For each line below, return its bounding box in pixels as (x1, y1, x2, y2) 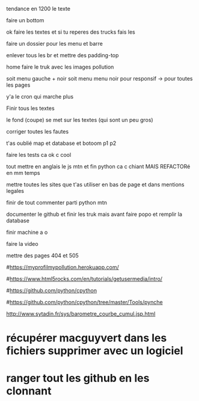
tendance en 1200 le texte (6, 5, 71, 12)
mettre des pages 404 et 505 (6, 252, 79, 259)
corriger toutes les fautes (6, 128, 69, 135)
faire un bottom (6, 17, 44, 23)
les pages (6, 81, 31, 88)
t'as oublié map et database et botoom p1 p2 (6, 139, 117, 147)
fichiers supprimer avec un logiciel (6, 344, 183, 358)
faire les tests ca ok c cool (6, 152, 72, 158)
